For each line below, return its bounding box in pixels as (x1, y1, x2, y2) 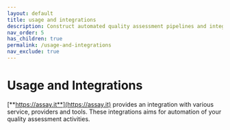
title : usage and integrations (7, 16, 97, 23)
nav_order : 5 (7, 29, 44, 36)
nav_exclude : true (7, 49, 60, 55)
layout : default (7, 10, 53, 17)
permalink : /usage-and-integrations (7, 42, 112, 49)
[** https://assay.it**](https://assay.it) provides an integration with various (7, 100, 214, 108)
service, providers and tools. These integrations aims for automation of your (7, 107, 222, 116)
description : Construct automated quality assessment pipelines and (7, 23, 207, 29)
